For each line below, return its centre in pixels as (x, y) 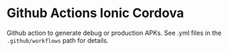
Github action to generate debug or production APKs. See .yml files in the (114, 33)
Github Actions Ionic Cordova (95, 13)
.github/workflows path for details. (58, 40)
